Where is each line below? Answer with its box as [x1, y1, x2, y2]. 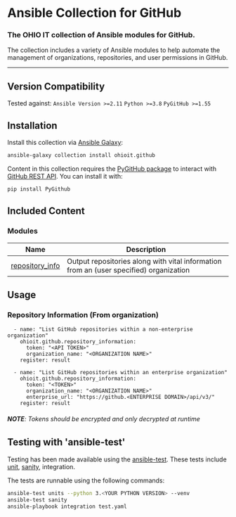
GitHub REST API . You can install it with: [7, 172, 123, 180]
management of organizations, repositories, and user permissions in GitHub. [7, 53, 228, 62]
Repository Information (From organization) [7, 309, 159, 319]
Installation [7, 120, 58, 132]
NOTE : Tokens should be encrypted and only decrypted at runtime [7, 414, 200, 423]
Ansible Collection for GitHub [7, 5, 182, 21]
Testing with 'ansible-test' [7, 436, 126, 448]
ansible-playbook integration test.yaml [7, 503, 128, 510]
